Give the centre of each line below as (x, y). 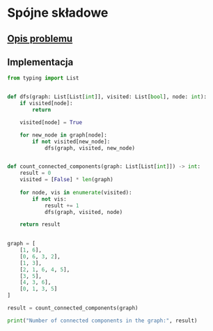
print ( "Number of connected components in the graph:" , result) (102, 321)
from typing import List (43, 78)
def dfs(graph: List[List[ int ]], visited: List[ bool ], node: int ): (107, 97)
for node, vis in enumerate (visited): (76, 192)
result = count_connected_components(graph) (73, 308)
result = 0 (35, 173)
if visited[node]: (46, 103)
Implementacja (40, 62)
